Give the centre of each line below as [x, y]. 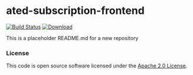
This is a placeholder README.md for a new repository [72, 38]
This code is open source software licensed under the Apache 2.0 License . [97, 66]
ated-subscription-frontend [75, 11]
